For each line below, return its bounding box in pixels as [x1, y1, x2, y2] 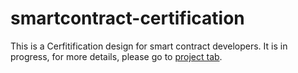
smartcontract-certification [10, 7, 245, 30]
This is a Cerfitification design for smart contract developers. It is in [10, 40, 288, 52]
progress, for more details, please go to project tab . [10, 50, 223, 62]
